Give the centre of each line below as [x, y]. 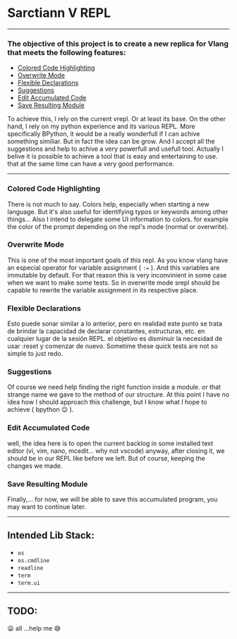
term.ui [29, 583]
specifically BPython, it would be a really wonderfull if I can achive [104, 134]
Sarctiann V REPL [59, 13]
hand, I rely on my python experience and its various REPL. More [101, 126]
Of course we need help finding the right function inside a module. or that [114, 387]
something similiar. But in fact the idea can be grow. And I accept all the [111, 142]
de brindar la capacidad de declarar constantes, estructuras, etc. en [106, 331]
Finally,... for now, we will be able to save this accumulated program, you [113, 500]
